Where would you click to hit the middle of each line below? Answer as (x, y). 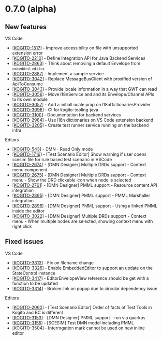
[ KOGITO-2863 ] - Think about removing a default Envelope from (76, 63)
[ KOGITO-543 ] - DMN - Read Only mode (52, 149)
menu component (29, 170)
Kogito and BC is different (38, 312)
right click (22, 226)
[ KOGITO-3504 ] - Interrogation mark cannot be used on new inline (78, 328)
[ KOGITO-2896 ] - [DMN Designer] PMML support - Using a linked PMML (85, 206)
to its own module (30, 99)
